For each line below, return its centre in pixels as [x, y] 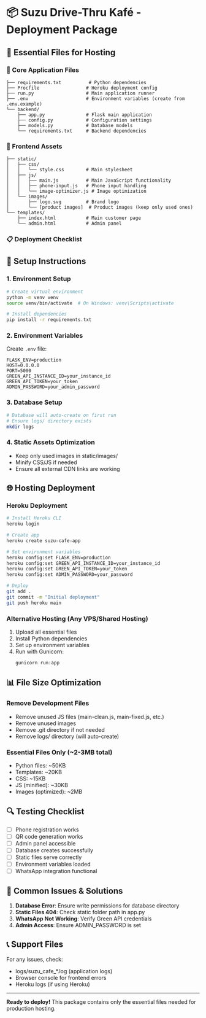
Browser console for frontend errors [61, 977]
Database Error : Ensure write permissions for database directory [97, 905]
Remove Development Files [48, 703]
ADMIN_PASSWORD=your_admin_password [53, 387]
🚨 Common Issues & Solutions [65, 891]
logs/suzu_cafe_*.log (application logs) [64, 971]
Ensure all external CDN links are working [68, 468]
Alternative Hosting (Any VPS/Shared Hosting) [77, 618]
